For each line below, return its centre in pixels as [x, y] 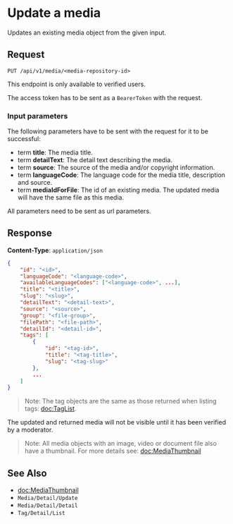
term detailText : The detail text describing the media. [95, 160]
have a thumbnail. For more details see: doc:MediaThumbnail [113, 451]
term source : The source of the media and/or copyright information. [116, 168]
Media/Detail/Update [48, 499]
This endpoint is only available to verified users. [76, 84]
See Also [27, 473]
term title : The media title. [55, 152]
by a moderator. [30, 430]
